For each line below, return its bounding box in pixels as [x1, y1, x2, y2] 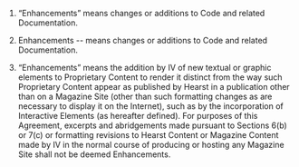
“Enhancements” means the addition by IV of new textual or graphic [17, 63, 272, 73]
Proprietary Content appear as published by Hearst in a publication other [17, 82, 290, 92]
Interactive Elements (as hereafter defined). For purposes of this [17, 111, 258, 121]
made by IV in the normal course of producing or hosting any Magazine [17, 140, 285, 150]
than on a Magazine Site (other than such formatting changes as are [17, 91, 273, 102]
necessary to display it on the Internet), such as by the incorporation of [17, 101, 284, 112]
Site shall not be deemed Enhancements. [17, 149, 171, 160]
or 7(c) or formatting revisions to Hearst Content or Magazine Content [17, 130, 279, 140]
